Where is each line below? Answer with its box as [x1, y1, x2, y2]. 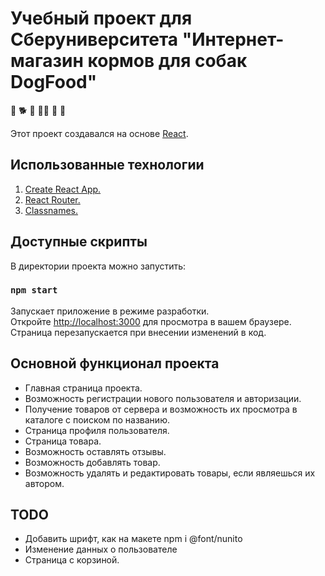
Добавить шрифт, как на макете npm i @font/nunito [24, 533, 243, 545]
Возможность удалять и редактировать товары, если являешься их [24, 467, 316, 479]
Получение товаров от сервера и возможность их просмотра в [24, 403, 298, 415]
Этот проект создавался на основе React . [10, 127, 189, 139]
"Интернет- [181, 28, 285, 51]
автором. [24, 477, 65, 489]
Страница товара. [24, 435, 102, 447]
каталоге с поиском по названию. [24, 413, 170, 426]
